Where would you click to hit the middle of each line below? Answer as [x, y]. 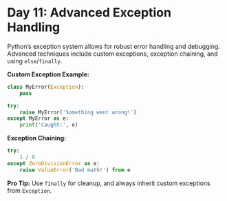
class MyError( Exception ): [46, 87]
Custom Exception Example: [48, 74]
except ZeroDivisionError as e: [53, 163]
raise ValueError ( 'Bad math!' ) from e [75, 170]
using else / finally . [35, 61]
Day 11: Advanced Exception [89, 13]
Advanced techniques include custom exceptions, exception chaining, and [112, 54]
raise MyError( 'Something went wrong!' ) [78, 112]
